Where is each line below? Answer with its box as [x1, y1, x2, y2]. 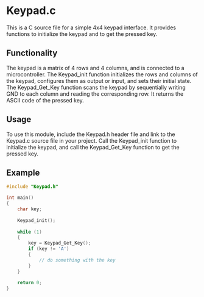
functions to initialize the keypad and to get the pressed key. [6, 30, 158, 37]
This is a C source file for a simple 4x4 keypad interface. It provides [6, 24, 177, 31]
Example [6, 167, 40, 177]
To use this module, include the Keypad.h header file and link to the [6, 131, 175, 138]
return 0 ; [17, 280, 43, 286]
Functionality [6, 48, 58, 59]
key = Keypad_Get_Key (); [28, 240, 91, 246]
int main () [6, 195, 34, 201]
